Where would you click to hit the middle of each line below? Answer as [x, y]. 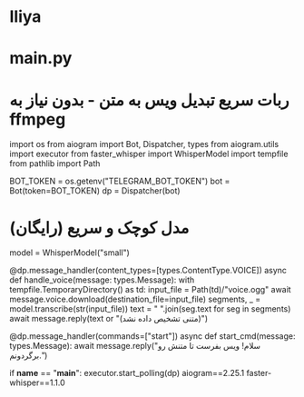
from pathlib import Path [55, 164]
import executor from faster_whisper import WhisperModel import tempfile [149, 154]
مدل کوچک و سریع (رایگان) [99, 228]
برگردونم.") [29, 355]
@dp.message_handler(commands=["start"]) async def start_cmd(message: [152, 336]
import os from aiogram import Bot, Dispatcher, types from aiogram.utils [144, 144]
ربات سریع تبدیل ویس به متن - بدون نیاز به [149, 99]
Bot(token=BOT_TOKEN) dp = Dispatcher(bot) [95, 191]
